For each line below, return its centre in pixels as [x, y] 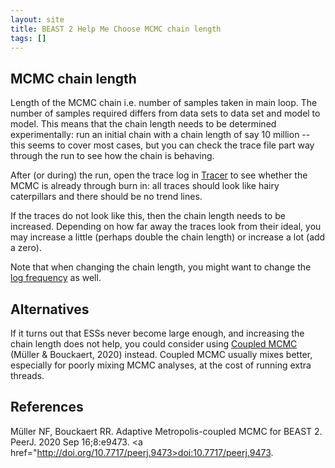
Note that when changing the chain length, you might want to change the [161, 267]
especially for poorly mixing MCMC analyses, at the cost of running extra [161, 365]
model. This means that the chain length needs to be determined [143, 124]
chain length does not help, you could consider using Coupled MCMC [154, 344]
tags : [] [28, 38]
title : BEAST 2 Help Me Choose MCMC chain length [116, 29]
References [47, 407]
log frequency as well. [56, 278]
